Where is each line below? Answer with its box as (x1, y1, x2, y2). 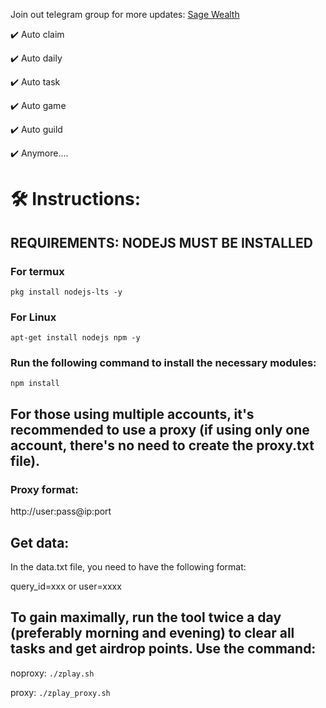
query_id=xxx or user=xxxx (10, 580, 122, 592)
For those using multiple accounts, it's (10, 405, 255, 423)
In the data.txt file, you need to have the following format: (10, 560, 247, 573)
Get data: (10, 534, 70, 551)
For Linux (10, 310, 57, 324)
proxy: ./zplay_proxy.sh (10, 686, 111, 698)
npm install (10, 379, 60, 389)
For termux (10, 264, 65, 278)
